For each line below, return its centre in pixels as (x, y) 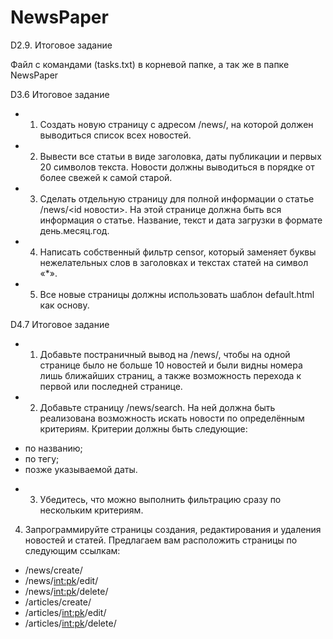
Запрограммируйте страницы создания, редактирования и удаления (173, 529)
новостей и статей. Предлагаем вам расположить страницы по (161, 540)
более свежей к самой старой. (106, 177)
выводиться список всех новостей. (115, 135)
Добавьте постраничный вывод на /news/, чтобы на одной (165, 354)
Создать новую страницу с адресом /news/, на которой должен (176, 124)
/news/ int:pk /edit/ (61, 580)
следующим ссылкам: (72, 550)
